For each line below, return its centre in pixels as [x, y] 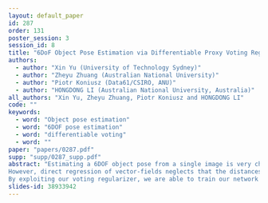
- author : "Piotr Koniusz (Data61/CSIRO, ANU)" [96, 82]
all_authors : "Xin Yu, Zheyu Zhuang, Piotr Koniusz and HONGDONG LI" [126, 98]
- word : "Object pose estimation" [73, 120]
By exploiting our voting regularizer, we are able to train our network [134, 179]
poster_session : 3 [39, 38]
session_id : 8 [32, 46]
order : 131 [26, 30]
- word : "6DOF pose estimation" [69, 127]
